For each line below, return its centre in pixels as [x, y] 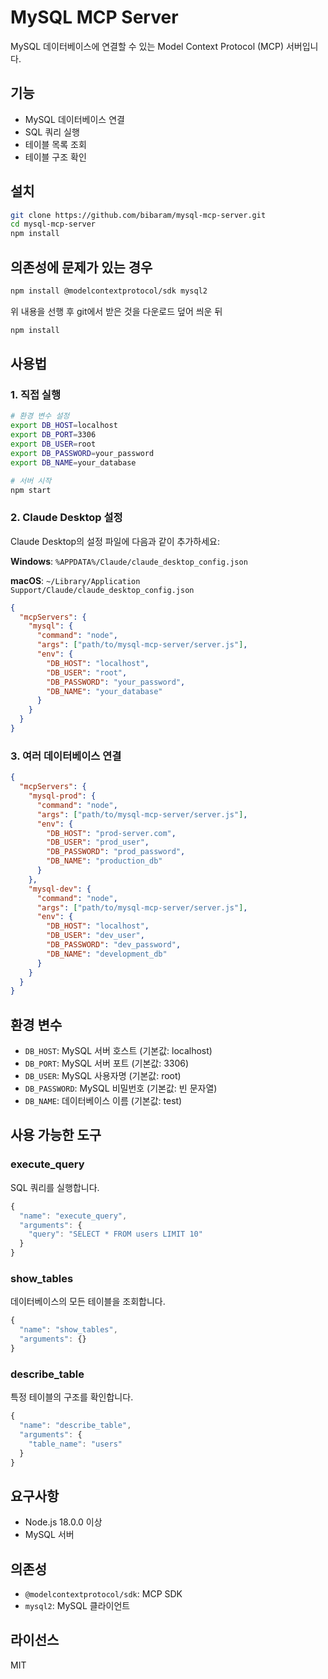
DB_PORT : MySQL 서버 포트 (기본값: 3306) [107, 1063]
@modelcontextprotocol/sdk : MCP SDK [103, 1594]
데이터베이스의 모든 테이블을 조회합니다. [88, 1302]
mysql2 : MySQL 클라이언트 [77, 1605]
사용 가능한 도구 [56, 1135]
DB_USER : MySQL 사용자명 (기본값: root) [103, 1076]
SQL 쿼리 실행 [52, 132]
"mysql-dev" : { [60, 889]
